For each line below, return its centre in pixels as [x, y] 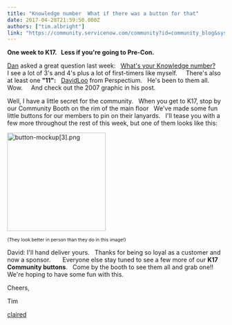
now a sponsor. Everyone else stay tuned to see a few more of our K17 [113, 260]
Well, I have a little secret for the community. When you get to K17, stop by [114, 101]
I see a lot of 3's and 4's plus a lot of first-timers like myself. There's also [114, 73]
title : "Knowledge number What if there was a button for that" [103, 13]
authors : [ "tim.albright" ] [46, 26]
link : [15, 33]
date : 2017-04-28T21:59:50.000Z [54, 20]
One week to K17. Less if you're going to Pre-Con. [81, 52]
